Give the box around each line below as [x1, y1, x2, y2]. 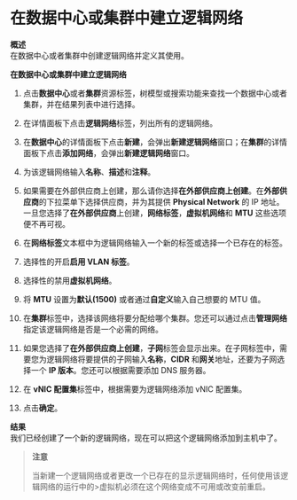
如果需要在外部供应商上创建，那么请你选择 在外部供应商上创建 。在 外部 [22, 185, 280, 196]
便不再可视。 [22, 218, 70, 229]
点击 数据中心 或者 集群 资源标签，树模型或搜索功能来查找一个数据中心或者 [22, 88, 287, 98]
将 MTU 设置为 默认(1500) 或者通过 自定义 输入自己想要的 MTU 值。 [22, 293, 266, 304]
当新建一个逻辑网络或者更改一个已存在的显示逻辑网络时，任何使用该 [31, 470, 281, 480]
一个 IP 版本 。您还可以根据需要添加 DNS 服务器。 [30, 364, 211, 375]
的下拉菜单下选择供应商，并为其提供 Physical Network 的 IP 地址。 [38, 196, 285, 207]
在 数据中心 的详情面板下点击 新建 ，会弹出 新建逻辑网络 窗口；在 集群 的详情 [22, 137, 287, 147]
